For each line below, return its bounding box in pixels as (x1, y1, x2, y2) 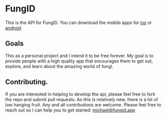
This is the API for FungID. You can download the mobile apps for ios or (5, 19, 152, 25)
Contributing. (5, 78, 48, 86)
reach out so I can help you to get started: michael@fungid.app (5, 107, 135, 113)
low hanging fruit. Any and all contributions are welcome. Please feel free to (5, 101, 161, 107)
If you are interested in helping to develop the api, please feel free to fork (5, 91, 155, 97)
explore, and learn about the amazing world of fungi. (5, 63, 113, 69)
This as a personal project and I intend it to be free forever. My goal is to (5, 52, 154, 58)
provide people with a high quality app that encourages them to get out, (5, 58, 153, 64)
